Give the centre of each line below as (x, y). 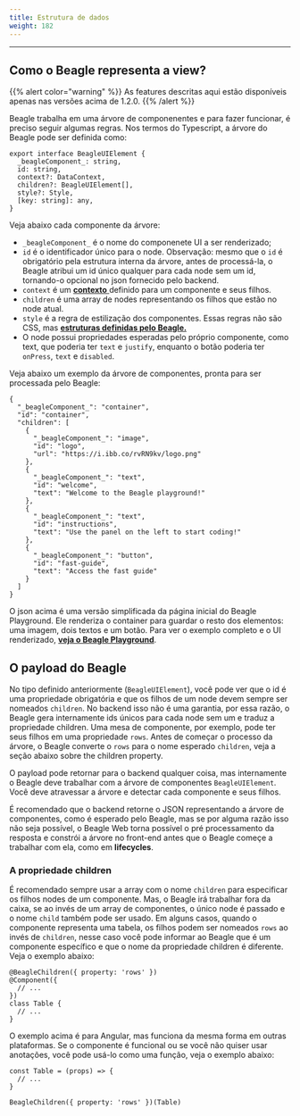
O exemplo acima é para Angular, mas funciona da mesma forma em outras (148, 1036)
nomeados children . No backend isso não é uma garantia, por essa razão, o (150, 708)
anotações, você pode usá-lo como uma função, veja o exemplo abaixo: (142, 1055)
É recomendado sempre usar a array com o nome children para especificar (149, 890)
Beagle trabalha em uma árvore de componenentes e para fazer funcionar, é (150, 119)
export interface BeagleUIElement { (77, 154)
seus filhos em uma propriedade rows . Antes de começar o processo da (141, 737)
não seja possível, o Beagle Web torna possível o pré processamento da (142, 829)
